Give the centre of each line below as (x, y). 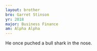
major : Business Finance (32, 24)
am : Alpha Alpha (23, 29)
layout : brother (23, 10)
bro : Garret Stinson (27, 15)
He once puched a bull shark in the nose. (49, 43)
